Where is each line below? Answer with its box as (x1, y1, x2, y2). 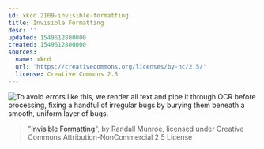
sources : (8, 48, 37, 56)
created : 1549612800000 (8, 41, 87, 49)
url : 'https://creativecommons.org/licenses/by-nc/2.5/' (15, 63, 207, 71)
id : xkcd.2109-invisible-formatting (8, 11, 129, 20)
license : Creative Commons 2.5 (15, 70, 119, 78)
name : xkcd (15, 56, 51, 64)
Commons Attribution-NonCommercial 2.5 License (27, 132, 193, 142)
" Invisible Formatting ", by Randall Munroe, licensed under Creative (27, 124, 244, 133)
